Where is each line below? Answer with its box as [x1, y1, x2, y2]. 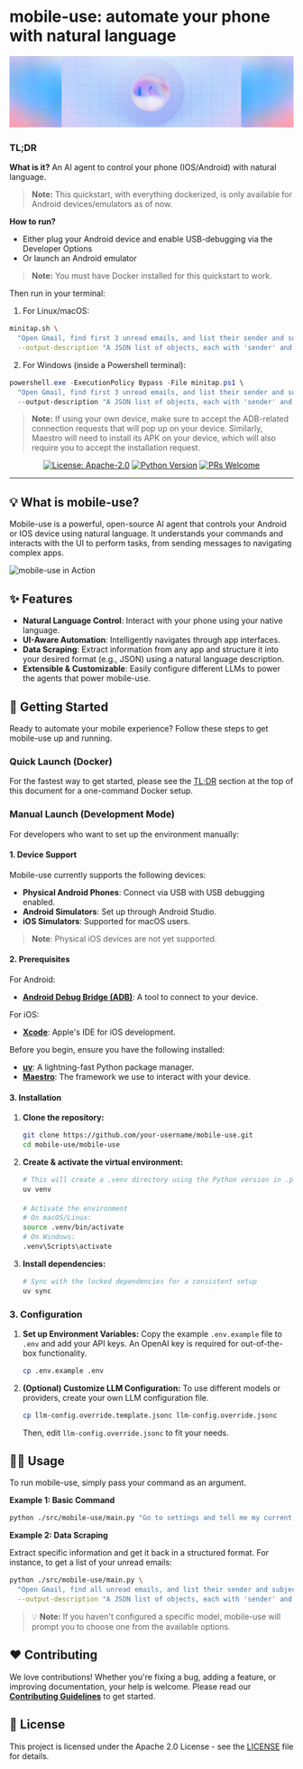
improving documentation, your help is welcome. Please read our [9, 1680, 252, 1692]
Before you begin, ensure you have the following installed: [9, 1044, 225, 1055]
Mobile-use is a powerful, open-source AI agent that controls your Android [9, 518, 287, 530]
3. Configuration [9, 1308, 83, 1320]
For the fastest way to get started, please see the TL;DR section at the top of [9, 776, 294, 787]
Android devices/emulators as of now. [31, 199, 173, 210]
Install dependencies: [22, 1258, 106, 1269]
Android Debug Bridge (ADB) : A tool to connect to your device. [22, 991, 259, 1002]
